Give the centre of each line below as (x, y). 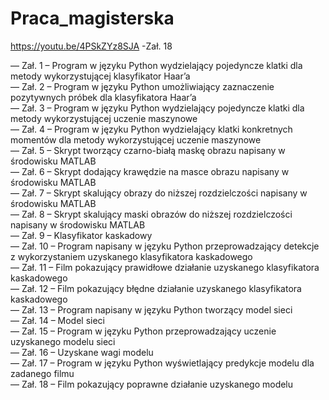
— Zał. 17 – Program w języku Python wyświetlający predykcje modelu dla (162, 363)
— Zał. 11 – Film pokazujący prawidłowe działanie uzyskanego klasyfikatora (165, 267)
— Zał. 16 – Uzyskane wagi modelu (82, 352)
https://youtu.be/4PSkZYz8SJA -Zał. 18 (91, 46)
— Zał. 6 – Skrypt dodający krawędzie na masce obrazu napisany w (150, 171)
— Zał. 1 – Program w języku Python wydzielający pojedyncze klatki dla (156, 65)
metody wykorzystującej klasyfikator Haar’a (100, 76)
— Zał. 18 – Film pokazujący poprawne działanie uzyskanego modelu (152, 384)
